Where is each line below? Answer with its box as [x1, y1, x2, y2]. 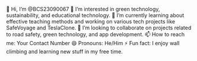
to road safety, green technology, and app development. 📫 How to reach [6, 31, 185, 38]
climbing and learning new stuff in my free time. [6, 48, 123, 55]
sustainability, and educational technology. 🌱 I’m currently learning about [6, 12, 185, 19]
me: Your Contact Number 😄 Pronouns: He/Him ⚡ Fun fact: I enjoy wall [6, 40, 180, 46]
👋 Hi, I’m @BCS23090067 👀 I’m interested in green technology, [6, 6, 160, 12]
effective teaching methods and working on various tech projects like [6, 18, 176, 25]
